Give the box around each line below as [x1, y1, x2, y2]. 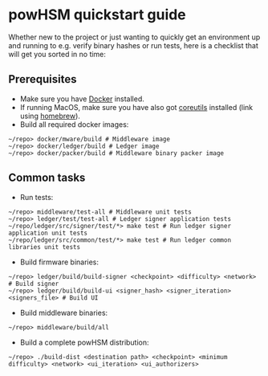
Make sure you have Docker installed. [19, 94, 144, 104]
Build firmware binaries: [19, 257, 99, 267]
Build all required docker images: [19, 119, 129, 129]
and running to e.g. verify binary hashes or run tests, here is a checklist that [8, 40, 259, 50]
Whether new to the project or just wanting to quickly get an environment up [8, 32, 261, 42]
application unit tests [8, 229, 88, 237]
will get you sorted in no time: [8, 49, 107, 59]
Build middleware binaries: [19, 308, 108, 317]
